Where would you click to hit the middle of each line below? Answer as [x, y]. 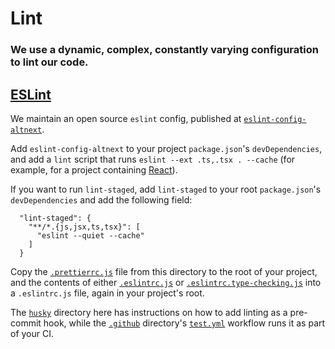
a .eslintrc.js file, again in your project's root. [107, 293]
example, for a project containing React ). [94, 169]
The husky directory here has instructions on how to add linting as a [149, 312]
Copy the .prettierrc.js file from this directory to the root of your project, [164, 271]
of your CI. [32, 333]
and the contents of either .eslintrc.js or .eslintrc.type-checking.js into [166, 282]
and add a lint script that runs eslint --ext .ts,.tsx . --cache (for [153, 159]
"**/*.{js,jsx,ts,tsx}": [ [84, 227]
